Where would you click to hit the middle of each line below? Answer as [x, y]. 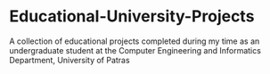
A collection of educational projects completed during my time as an [135, 41]
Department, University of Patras [70, 60]
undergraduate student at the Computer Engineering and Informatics [135, 50]
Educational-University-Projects [132, 16]
